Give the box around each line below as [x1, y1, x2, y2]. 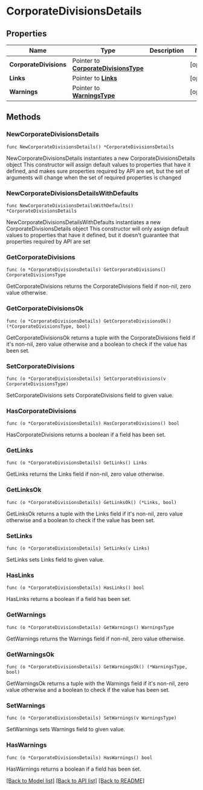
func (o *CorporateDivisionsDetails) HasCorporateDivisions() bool [6, 420, 180, 427]
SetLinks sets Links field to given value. [6, 556, 105, 563]
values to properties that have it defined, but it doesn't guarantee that [6, 231, 179, 239]
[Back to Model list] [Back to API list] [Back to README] [6, 777, 145, 784]
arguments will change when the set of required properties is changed [6, 174, 181, 181]
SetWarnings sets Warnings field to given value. [6, 726, 126, 733]
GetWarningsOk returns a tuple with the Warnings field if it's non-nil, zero [6, 680, 189, 687]
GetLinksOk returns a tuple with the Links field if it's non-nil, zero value [6, 510, 183, 517]
